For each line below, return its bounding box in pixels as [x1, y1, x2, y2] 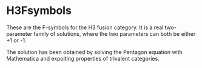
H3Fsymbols [6, 4, 72, 18]
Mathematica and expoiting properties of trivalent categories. [6, 55, 160, 62]
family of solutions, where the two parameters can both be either [33, 30, 196, 37]
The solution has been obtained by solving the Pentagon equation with [6, 48, 183, 55]
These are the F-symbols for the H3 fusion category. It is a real [6, 24, 164, 31]
